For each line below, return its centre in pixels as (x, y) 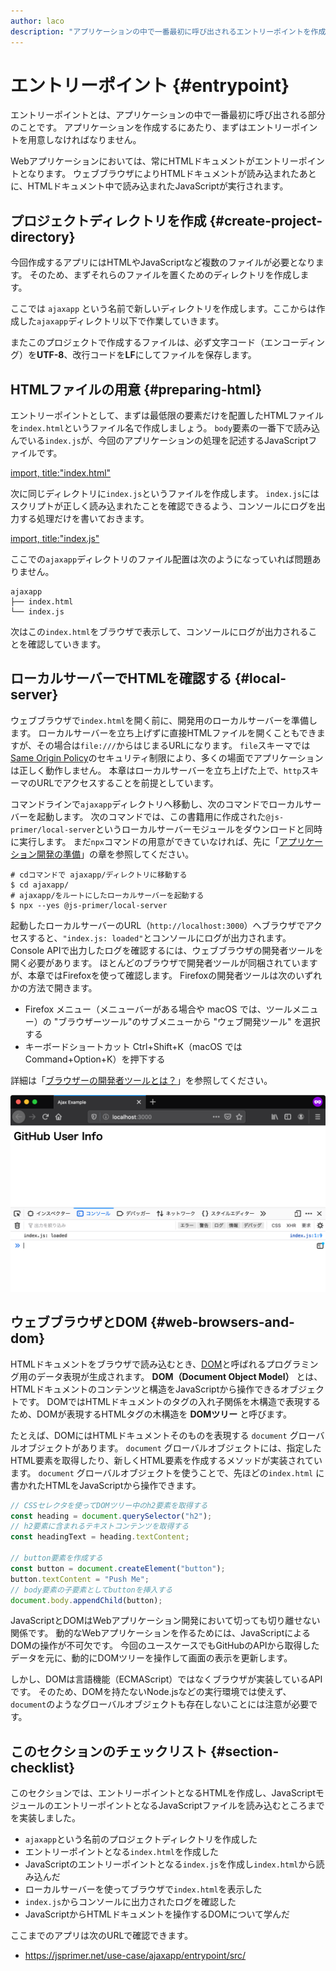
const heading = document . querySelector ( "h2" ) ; (111, 1516)
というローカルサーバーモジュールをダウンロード (196, 829)
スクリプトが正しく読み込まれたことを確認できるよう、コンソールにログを (163, 506)
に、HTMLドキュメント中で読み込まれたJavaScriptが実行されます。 (149, 186)
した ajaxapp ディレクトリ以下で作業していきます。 (121, 321)
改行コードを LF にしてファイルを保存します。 (164, 355)
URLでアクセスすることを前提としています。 (127, 782)
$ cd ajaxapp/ (40, 885)
